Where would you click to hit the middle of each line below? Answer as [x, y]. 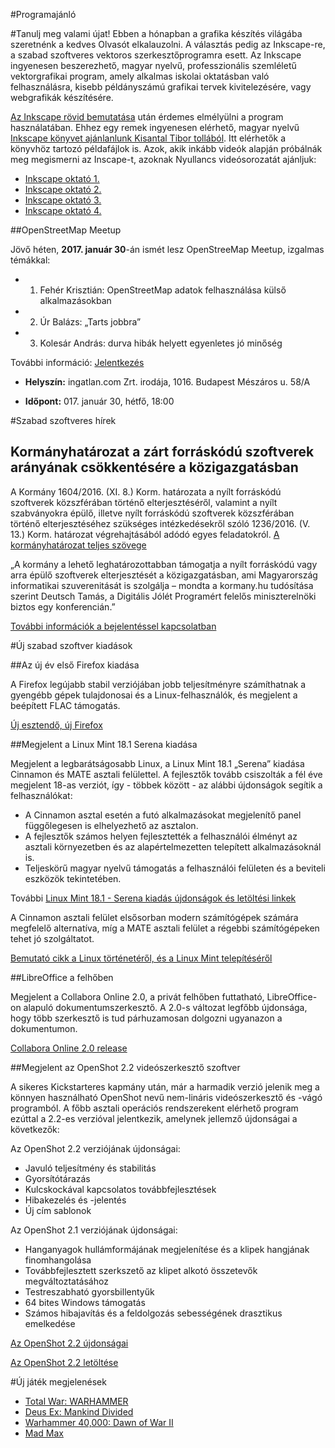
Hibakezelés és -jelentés [75, 1200]
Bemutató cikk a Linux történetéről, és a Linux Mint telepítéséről [141, 958]
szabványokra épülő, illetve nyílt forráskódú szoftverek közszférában [152, 513]
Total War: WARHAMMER [76, 1401]
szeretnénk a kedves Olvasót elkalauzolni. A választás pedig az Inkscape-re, [168, 44]
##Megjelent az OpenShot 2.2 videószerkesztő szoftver [125, 1067]
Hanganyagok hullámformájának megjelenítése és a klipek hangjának [167, 1249]
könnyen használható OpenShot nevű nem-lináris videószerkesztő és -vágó [166, 1097]
